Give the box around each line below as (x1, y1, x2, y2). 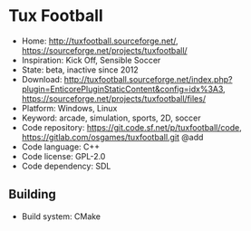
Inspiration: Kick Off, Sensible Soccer (21, 54, 161, 65)
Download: (21, 73, 63, 84)
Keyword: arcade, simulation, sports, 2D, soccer (21, 112, 201, 123)
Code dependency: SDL (21, 160, 111, 171)
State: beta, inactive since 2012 (21, 64, 140, 75)
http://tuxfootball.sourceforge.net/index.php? (63, 73, 233, 84)
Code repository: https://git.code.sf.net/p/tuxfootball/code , (21, 121, 242, 132)
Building (8, 187, 56, 202)
